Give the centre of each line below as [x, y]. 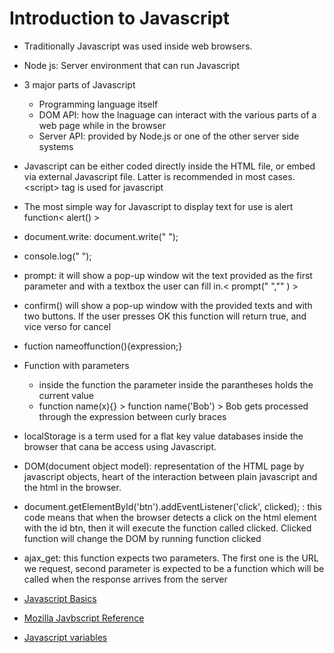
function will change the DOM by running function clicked [142, 538]
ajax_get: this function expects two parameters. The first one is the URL [171, 558]
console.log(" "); [57, 256]
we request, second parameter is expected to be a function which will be [174, 568]
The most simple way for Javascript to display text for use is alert [158, 206]
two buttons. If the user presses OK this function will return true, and [165, 316]
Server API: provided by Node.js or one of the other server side [169, 136]
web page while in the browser [102, 125]
